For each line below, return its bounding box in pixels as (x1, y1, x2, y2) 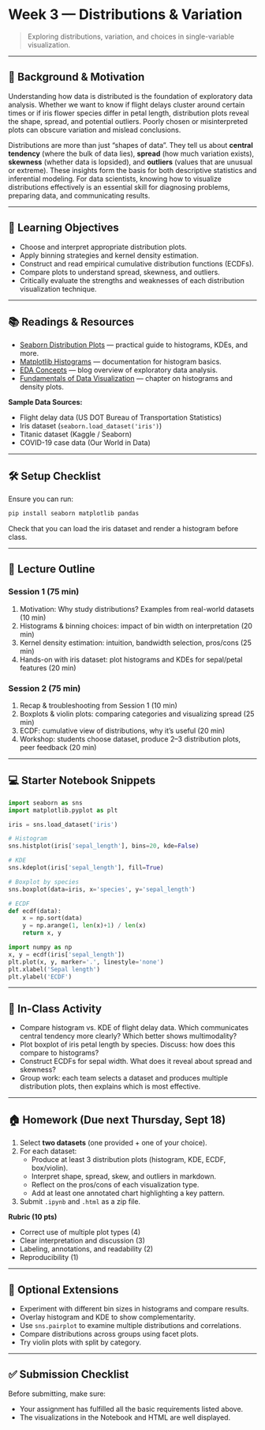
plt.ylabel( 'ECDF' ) (8, 972, 73, 981)
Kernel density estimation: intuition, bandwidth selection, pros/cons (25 (19, 638, 252, 647)
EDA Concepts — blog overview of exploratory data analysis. (19, 365, 218, 375)
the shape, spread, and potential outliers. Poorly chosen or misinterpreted (8, 116, 248, 126)
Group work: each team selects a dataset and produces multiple (19, 1073, 229, 1083)
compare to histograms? (19, 1048, 99, 1058)
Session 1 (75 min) (8, 587, 80, 598)
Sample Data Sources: (8, 398, 83, 407)
